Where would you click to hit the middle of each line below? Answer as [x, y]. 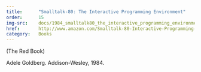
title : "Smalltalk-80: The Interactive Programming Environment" [96, 12]
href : [13, 28]
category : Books [29, 34]
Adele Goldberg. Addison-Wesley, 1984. [55, 63]
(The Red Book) [25, 51]
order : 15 [25, 17]
